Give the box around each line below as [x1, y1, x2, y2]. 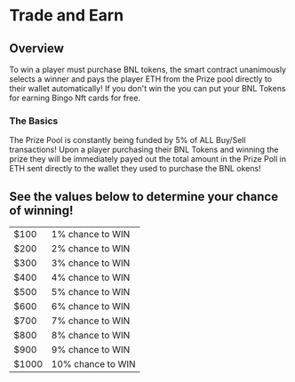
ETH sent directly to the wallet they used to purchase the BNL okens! [9, 163, 261, 174]
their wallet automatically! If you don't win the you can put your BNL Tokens [9, 84, 286, 93]
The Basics [9, 115, 59, 127]
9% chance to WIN [51, 344, 131, 356]
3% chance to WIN [51, 257, 131, 269]
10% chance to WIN [51, 358, 136, 370]
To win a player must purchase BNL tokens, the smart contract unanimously [9, 64, 287, 75]
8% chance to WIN [51, 330, 131, 342]
